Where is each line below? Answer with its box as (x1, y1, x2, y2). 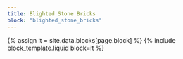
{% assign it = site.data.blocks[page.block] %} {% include (7, 36, 176, 44)
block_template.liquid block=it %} (7, 44, 105, 52)
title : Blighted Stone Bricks (7, 10, 96, 18)
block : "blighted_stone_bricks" (7, 17, 102, 24)
